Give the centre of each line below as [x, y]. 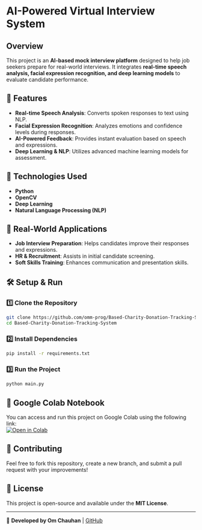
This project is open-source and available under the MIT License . [87, 503]
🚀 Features [27, 98]
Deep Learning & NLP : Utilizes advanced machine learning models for [102, 151]
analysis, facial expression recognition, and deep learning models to [93, 73]
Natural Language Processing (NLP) [61, 210]
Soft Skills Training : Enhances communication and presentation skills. [102, 263]
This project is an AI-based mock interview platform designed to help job [98, 60]
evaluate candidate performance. [47, 80]
